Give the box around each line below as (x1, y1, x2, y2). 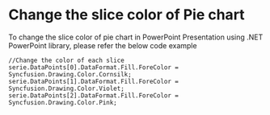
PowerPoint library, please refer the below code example (8, 40, 197, 50)
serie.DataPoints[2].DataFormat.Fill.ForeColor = (8, 91, 179, 100)
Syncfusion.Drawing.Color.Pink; (8, 98, 117, 106)
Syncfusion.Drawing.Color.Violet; (8, 84, 125, 92)
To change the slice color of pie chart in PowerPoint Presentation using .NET (8, 32, 264, 42)
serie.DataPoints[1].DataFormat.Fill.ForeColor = (8, 77, 179, 85)
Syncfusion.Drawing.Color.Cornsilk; (8, 70, 132, 78)
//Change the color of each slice (8, 56, 125, 64)
